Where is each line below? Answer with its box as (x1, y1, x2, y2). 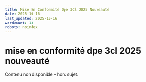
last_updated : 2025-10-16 (5, 16, 57, 21)
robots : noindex (5, 25, 38, 30)
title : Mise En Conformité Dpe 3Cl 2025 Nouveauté (5, 7, 110, 12)
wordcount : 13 (5, 20, 34, 25)
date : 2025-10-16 (5, 12, 40, 16)
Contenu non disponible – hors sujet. (5, 71, 79, 77)
